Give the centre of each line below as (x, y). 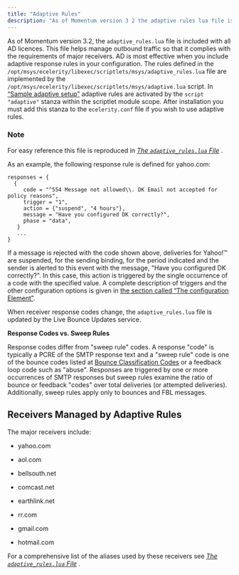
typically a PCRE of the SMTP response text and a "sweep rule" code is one (118, 354)
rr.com (27, 515)
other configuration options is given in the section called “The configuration (118, 290)
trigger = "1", (46, 202)
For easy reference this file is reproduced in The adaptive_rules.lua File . (115, 150)
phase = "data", (47, 221)
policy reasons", (33, 196)
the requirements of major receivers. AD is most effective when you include (118, 56)
